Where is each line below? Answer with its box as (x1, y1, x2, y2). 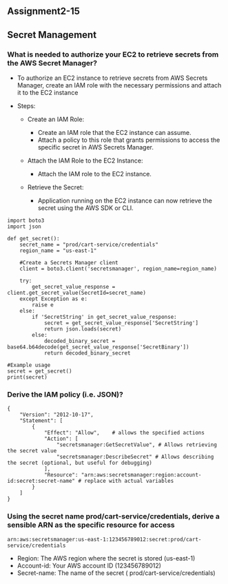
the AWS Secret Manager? (7, 58, 98, 67)
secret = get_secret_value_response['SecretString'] (43, 320, 198, 326)
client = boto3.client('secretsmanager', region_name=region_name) (19, 265, 217, 273)
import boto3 (7, 217, 45, 225)
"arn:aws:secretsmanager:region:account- (81, 472, 202, 479)
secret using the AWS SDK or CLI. (37, 204, 134, 212)
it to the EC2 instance (17, 89, 79, 97)
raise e (32, 302, 54, 309)
